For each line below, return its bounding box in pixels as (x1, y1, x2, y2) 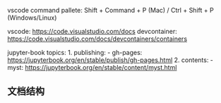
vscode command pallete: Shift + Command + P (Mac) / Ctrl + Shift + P (7, 6, 214, 14)
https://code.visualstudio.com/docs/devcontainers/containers (7, 35, 188, 43)
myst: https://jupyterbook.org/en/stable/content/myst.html (7, 63, 177, 71)
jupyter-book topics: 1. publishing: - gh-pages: (7, 49, 143, 56)
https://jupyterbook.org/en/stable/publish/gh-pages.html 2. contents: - (7, 56, 214, 64)
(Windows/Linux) (7, 13, 57, 22)
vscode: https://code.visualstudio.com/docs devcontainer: (7, 28, 178, 35)
